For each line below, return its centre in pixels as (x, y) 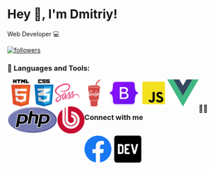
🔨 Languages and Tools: (49, 68)
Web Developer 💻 (33, 33)
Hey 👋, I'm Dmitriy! (62, 14)
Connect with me (114, 118)
